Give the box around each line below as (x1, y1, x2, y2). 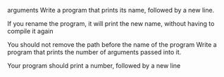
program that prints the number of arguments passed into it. (7, 48, 182, 56)
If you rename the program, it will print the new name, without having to (7, 20, 215, 27)
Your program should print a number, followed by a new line (7, 62, 181, 69)
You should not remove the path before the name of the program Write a (7, 41, 217, 48)
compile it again (7, 27, 54, 35)
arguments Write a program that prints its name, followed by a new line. (7, 6, 215, 14)
